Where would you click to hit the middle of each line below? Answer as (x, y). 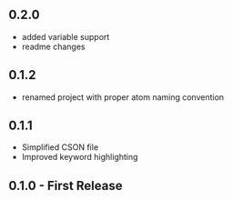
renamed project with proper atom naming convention (123, 97)
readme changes (53, 46)
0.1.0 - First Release (66, 185)
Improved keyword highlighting (80, 157)
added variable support (66, 36)
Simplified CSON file (60, 147)
